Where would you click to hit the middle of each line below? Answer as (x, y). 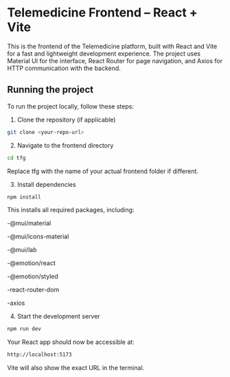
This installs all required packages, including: (71, 210)
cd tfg (16, 158)
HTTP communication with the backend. (64, 68)
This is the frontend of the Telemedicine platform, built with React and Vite (112, 46)
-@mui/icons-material (38, 237)
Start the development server (59, 317)
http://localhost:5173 (39, 355)
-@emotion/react (32, 263)
